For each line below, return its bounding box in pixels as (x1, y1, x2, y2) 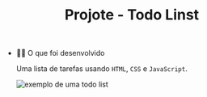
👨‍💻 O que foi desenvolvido (15, 48, 105, 57)
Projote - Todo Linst (64, 6, 200, 24)
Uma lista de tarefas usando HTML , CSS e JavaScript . (15, 63, 188, 74)
